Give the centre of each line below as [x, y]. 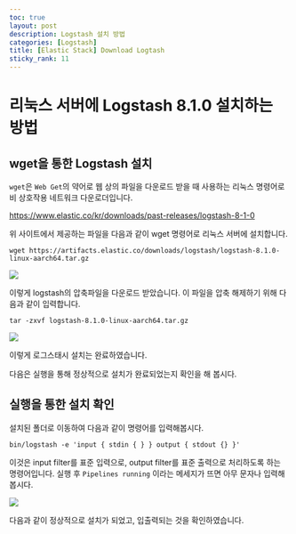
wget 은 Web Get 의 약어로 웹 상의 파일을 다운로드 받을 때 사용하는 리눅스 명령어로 [147, 186]
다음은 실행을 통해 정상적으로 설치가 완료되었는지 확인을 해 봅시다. [123, 374]
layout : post [33, 26]
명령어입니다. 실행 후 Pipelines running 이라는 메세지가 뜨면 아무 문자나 [136, 473]
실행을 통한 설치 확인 [62, 405]
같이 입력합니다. [53, 304]
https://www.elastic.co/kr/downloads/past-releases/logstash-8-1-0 [132, 215]
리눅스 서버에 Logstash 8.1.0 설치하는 [141, 105]
